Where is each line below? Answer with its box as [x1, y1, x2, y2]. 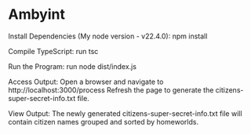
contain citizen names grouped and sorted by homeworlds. [8, 117, 198, 126]
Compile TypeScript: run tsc [8, 46, 99, 56]
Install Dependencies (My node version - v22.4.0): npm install [8, 31, 208, 41]
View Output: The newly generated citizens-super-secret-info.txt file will [8, 108, 242, 118]
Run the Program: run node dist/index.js [8, 61, 137, 71]
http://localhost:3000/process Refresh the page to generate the [8, 85, 214, 95]
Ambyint [8, 5, 65, 24]
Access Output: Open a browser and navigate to [8, 77, 164, 86]
